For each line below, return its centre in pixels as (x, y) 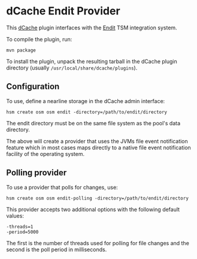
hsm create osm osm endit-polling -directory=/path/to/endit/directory (97, 198)
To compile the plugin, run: (39, 39)
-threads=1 (20, 227)
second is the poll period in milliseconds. (57, 249)
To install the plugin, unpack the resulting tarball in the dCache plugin (92, 61)
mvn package (21, 50)
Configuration (33, 87)
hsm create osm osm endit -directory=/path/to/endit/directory (87, 112)
